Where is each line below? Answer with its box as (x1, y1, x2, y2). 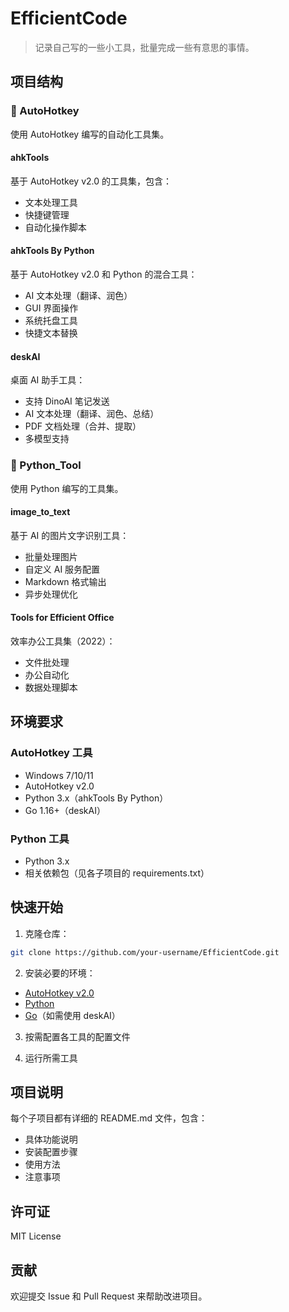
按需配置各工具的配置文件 (24, 1030, 131, 1042)
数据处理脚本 (24, 681, 78, 693)
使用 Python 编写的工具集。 (10, 482, 124, 494)
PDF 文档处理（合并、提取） (24, 420, 142, 432)
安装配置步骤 (24, 1146, 78, 1158)
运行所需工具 (24, 1052, 78, 1064)
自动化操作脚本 (24, 221, 87, 233)
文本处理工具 (24, 196, 78, 208)
